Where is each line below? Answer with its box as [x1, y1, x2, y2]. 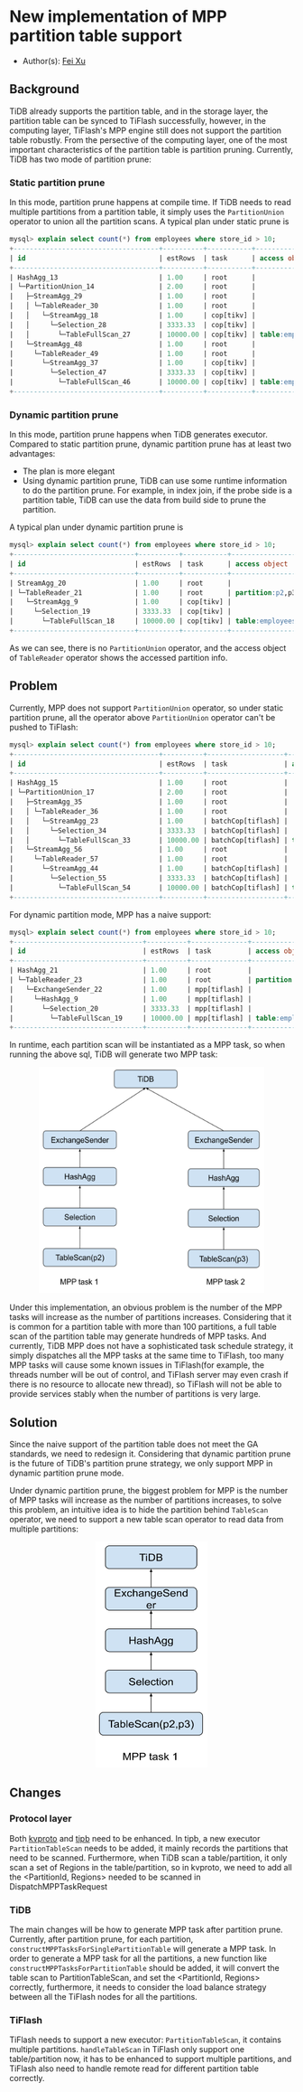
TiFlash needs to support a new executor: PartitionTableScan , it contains [9, 2034, 282, 2045]
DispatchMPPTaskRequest [9, 1880, 108, 1891]
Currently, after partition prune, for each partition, [9, 1934, 194, 1945]
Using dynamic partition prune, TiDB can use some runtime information [22, 476, 288, 486]
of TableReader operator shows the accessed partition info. [9, 652, 228, 663]
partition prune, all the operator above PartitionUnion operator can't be [9, 711, 276, 722]
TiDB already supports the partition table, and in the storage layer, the [9, 106, 269, 117]
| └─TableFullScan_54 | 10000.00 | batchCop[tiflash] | [9, 883, 289, 892]
